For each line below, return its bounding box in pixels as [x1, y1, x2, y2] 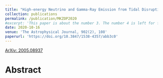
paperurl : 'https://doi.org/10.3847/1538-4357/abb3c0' [5, 34, 118, 39]
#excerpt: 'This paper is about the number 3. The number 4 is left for [5, 20, 155, 26]
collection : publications [5, 12, 57, 16]
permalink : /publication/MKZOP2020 [5, 16, 77, 21]
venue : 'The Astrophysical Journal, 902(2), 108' [5, 30, 108, 34]
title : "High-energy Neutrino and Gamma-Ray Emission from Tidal [5, 7, 140, 12]
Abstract [5, 64, 41, 76]
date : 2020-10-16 [5, 25, 40, 30]
